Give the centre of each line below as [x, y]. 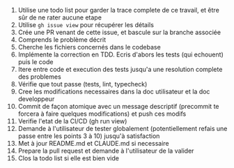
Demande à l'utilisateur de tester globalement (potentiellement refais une [123, 129]
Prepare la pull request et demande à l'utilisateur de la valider [106, 151]
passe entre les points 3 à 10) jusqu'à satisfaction [89, 136]
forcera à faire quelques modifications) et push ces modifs [102, 114]
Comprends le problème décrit [62, 40]
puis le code [36, 62]
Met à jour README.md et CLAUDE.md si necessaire [93, 143]
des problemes [39, 77]
